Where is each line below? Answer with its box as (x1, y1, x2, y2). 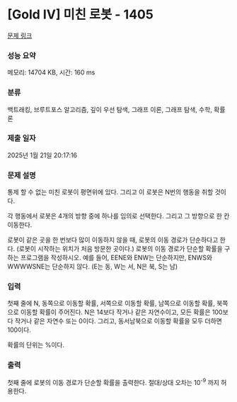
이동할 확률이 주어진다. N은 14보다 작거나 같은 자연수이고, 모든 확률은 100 (20, 308, 223, 316)
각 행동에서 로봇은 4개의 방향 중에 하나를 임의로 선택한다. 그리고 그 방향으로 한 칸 (7, 212, 230, 220)
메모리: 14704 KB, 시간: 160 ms (7, 68, 96, 77)
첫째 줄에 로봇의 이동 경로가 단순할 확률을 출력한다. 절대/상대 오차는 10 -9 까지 (7, 376, 219, 386)
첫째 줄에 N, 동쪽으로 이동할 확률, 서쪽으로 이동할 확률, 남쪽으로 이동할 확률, (7, 299, 216, 308)
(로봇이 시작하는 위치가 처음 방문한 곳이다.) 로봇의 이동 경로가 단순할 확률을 (16, 245, 223, 253)
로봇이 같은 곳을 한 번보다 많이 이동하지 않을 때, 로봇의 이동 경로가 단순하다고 (7, 235, 219, 245)
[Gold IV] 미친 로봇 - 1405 (7, 6, 154, 23)
